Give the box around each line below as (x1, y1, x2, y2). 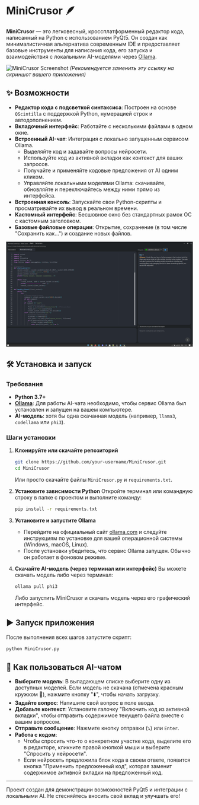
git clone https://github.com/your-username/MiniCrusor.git (14, 459, 166, 465)
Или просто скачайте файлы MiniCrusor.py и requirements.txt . (14, 476, 173, 483)
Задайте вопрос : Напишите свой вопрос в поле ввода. (14, 699, 155, 707)
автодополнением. (14, 116, 63, 123)
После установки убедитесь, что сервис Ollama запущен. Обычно (23, 547, 191, 554)
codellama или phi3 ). (14, 418, 65, 425)
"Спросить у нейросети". (23, 750, 88, 758)
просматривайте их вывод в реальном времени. (14, 205, 139, 212)
